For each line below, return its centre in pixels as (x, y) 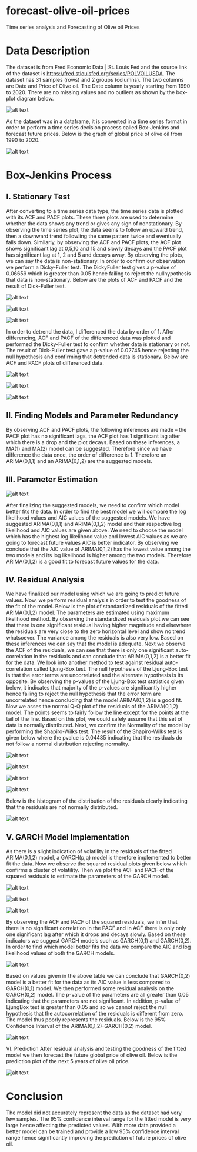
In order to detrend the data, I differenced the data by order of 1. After (90, 331)
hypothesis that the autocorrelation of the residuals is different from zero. (95, 1014)
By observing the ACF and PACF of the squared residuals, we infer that (92, 922)
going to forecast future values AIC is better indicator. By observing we (92, 542)
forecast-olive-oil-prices (68, 11)
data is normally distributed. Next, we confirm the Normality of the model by (98, 725)
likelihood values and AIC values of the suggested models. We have (88, 517)
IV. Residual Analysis (45, 580)
